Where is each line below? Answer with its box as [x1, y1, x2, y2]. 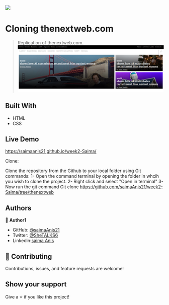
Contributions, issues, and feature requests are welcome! [5, 265, 124, 271]
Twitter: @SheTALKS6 [12, 232, 58, 239]
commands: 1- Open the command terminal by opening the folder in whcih [5, 173, 159, 179]
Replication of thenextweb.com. [17, 39, 84, 45]
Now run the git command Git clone [5, 184, 79, 190]
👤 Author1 [5, 217, 27, 223]
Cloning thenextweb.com [5, 23, 114, 35]
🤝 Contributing [5, 252, 52, 261]
